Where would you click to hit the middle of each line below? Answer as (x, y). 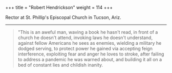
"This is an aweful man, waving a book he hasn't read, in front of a (88, 32)
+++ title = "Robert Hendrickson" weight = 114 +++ (59, 7)
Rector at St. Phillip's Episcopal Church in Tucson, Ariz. (63, 17)
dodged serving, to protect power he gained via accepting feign (85, 49)
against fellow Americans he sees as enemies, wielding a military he (90, 43)
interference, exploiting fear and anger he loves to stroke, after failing (91, 54)
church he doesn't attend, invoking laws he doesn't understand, (85, 38)
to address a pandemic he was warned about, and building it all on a (90, 59)
